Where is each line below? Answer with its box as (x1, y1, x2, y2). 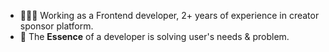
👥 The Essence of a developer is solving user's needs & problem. (19, 31, 290, 42)
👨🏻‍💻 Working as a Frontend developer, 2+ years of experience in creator (19, 10, 320, 21)
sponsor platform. (19, 20, 94, 32)
